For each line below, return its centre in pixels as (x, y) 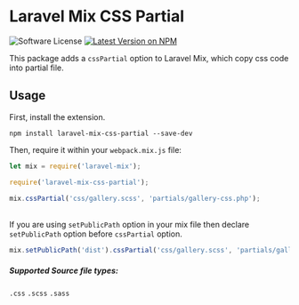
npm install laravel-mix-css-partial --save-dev (101, 133)
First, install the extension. (57, 116)
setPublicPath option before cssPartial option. (96, 234)
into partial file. (36, 68)
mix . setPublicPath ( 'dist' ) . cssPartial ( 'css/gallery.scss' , (121, 251)
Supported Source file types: (64, 270)
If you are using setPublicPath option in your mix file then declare (129, 225)
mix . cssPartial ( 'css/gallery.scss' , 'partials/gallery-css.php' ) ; (135, 198)
